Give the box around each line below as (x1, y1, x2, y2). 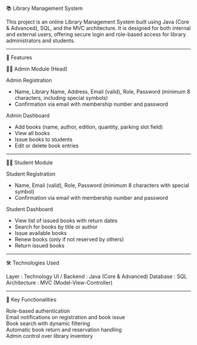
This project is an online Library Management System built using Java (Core (6, 18, 189, 25)
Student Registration (6, 170, 56, 177)
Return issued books (14, 242, 64, 249)
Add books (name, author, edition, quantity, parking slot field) (14, 123, 163, 130)
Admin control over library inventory (6, 333, 93, 339)
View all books (14, 130, 50, 136)
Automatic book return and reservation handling (6, 326, 122, 333)
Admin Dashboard (6, 112, 50, 119)
